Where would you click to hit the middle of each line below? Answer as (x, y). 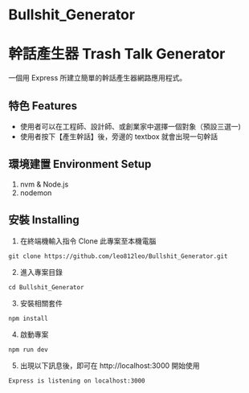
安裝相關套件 (41, 303)
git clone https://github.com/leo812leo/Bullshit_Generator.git (118, 256)
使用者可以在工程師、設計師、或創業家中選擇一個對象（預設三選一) (130, 126)
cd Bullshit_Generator (46, 287)
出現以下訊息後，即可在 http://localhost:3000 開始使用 (110, 365)
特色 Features (43, 106)
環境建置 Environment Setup (80, 164)
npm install (28, 318)
